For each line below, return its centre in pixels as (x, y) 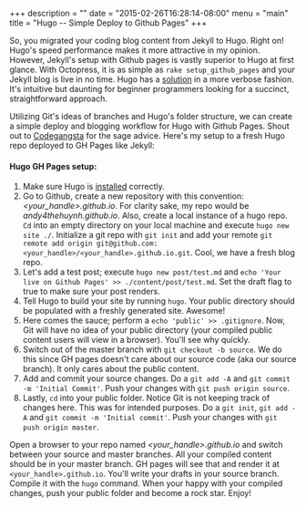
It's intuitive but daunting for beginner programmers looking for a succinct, (149, 89)
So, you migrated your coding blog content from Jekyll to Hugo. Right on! (147, 41)
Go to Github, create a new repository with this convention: (133, 196)
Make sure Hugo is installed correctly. (94, 187)
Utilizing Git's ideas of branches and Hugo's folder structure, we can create (151, 116)
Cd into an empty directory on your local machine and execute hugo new (156, 225)
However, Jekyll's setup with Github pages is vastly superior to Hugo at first (152, 60)
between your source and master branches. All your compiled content (141, 454)
